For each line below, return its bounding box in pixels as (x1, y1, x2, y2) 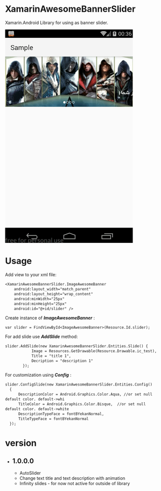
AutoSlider (19, 470, 41, 476)
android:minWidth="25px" (14, 296, 65, 301)
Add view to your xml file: (5, 271, 56, 278)
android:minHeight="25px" (14, 301, 67, 306)
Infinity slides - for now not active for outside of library (19, 480, 130, 486)
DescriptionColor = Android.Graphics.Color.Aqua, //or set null (18, 391, 153, 397)
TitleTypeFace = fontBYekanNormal (18, 416, 89, 421)
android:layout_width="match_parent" (14, 286, 91, 291)
